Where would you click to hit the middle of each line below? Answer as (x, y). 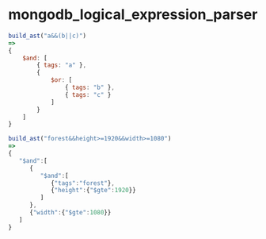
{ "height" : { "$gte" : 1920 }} (93, 191)
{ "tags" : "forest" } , (82, 183)
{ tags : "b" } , (89, 88)
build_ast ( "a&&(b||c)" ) (47, 36)
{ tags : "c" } (88, 94)
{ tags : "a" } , (62, 65)
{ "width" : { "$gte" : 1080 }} (70, 213)
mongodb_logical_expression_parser (133, 15)
